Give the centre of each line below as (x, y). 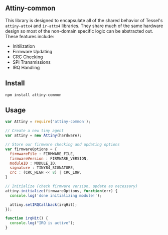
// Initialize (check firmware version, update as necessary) (71, 186)
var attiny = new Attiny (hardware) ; (43, 136)
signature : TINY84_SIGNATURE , (42, 168)
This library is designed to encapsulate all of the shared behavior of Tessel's (84, 20)
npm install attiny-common (33, 95)
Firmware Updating (32, 51)
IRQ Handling (26, 67)
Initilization (24, 46)
